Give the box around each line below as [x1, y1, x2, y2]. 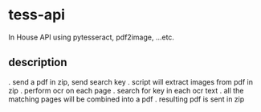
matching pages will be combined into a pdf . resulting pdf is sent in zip [8, 94, 245, 104]
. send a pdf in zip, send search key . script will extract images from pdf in [8, 77, 253, 86]
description [8, 56, 67, 69]
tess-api [8, 6, 66, 24]
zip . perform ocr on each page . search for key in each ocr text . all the [8, 85, 244, 95]
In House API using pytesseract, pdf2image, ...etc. [8, 32, 175, 42]
